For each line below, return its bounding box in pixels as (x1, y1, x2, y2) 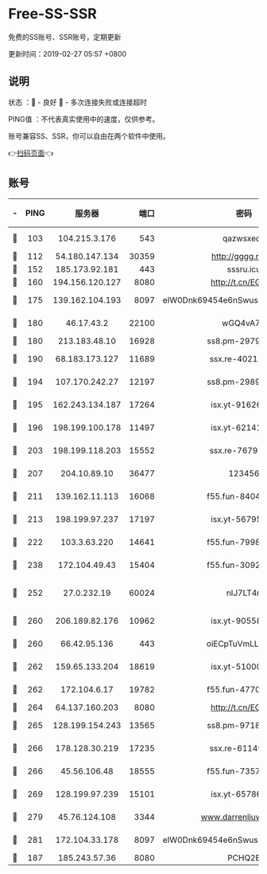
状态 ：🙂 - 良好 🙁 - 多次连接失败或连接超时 (8, 97, 147, 107)
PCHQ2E (227, 852, 261, 863)
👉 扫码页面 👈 (8, 148, 54, 158)
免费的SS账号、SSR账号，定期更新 (8, 32, 122, 41)
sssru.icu (226, 264, 261, 275)
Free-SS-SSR (8, 5, 97, 23)
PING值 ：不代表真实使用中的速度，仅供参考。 (8, 114, 160, 123)
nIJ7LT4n (226, 587, 262, 598)
